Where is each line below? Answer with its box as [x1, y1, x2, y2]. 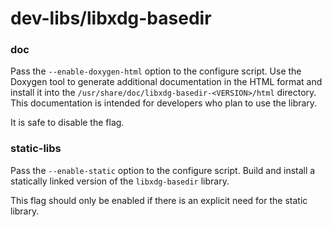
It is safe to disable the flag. [10, 117, 125, 129]
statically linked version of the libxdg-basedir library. [10, 175, 230, 187]
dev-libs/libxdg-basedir [10, 7, 212, 30]
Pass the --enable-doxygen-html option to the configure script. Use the [10, 65, 302, 77]
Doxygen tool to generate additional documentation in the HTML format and [10, 76, 323, 88]
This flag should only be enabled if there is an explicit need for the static [10, 194, 308, 206]
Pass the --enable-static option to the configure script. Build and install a [10, 164, 316, 176]
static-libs [10, 142, 62, 156]
